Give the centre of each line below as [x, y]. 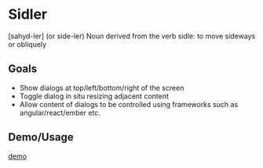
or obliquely [27, 44]
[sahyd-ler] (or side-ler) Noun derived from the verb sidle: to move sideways [132, 36]
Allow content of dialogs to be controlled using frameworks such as [129, 104]
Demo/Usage [41, 137]
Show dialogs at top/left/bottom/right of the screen [102, 88]
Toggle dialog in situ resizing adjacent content [94, 96]
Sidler [28, 14]
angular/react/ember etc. [60, 113]
